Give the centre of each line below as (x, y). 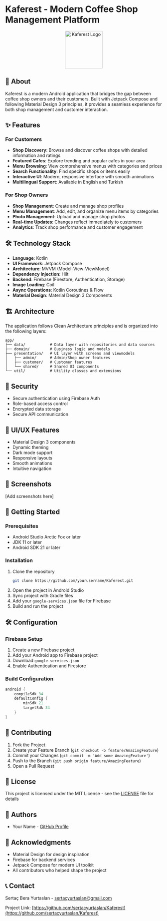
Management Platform (53, 20)
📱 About (18, 82)
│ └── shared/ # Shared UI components (52, 367)
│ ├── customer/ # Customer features (49, 362)
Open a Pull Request (33, 766)
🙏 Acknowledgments (38, 842)
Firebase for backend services (44, 860)
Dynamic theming (30, 447)
